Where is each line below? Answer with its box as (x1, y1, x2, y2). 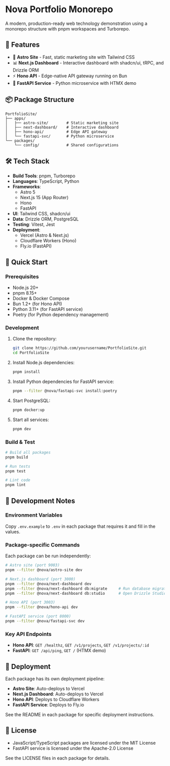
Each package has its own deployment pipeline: (5, 676, 105, 682)
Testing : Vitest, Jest (12, 221, 55, 228)
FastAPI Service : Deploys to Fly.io (12, 702, 84, 708)
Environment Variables (5, 512, 63, 519)
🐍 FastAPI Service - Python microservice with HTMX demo (12, 80, 137, 86)
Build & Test (5, 438, 35, 445)
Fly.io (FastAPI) (20, 243, 52, 249)
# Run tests (5, 464, 30, 469)
